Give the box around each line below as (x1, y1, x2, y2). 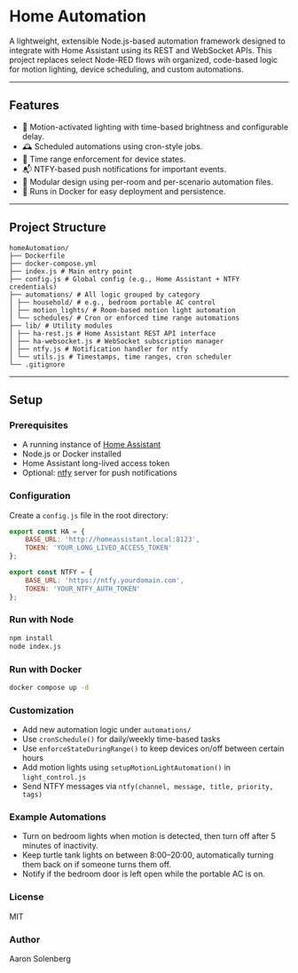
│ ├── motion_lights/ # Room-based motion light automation (9, 305, 237, 314)
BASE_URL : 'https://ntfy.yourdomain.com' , (25, 575, 184, 585)
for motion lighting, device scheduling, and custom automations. (9, 64, 244, 75)
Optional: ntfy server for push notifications (21, 468, 177, 479)
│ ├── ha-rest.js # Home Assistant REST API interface (9, 328, 216, 338)
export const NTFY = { (9, 568, 93, 577)
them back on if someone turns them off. (21, 859, 171, 870)
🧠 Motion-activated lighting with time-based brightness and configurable (21, 122, 289, 132)
